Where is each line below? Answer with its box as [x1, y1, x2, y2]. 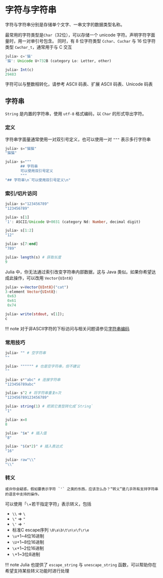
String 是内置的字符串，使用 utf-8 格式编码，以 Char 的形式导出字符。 [5, 111, 147, 117]
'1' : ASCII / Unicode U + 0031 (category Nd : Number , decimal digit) [5, 219, 141, 224]
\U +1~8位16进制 [12, 539, 44, 545]
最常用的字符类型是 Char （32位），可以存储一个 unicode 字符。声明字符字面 [5, 32, 155, 38]
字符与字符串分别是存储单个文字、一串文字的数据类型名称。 [5, 21, 125, 27]
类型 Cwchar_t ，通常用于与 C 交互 [5, 44, 72, 50]
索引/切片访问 [5, 190, 38, 197]
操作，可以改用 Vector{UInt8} [13, 275, 74, 281]
